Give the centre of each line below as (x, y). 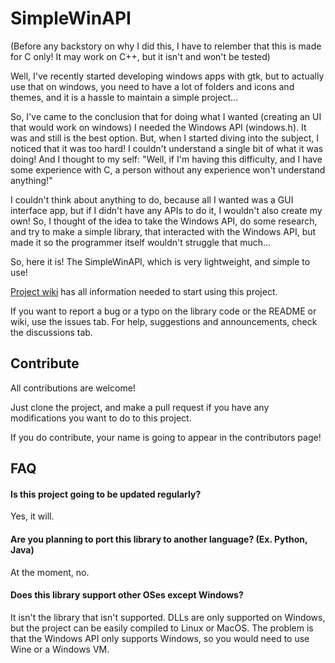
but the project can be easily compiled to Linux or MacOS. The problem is (162, 628)
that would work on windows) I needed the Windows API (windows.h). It (158, 127)
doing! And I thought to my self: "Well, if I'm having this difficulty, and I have (166, 159)
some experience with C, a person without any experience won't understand (168, 169)
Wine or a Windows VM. (60, 649)
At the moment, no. (50, 572)
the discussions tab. (51, 332)
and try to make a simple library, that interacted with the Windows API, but (163, 231)
